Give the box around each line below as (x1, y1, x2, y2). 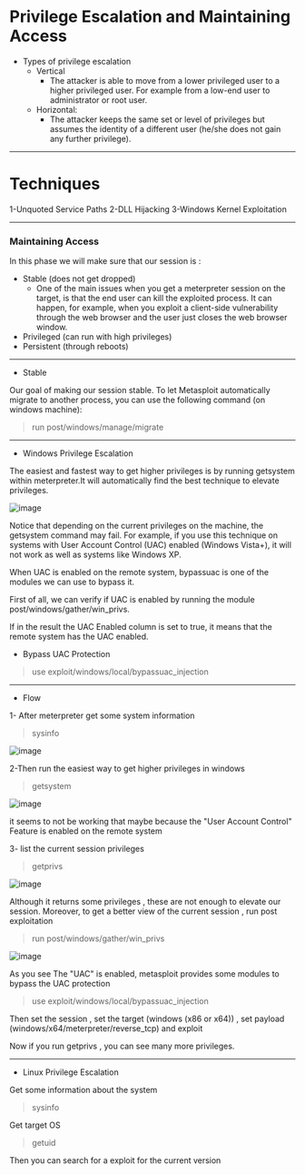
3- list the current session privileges (9, 844, 145, 855)
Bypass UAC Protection (22, 649, 111, 660)
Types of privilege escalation (22, 56, 132, 66)
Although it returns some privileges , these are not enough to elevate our (9, 896, 281, 907)
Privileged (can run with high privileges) (22, 331, 172, 342)
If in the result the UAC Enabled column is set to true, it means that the (9, 622, 272, 633)
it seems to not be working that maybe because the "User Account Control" (9, 816, 292, 827)
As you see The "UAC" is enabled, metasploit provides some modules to (9, 968, 280, 979)
